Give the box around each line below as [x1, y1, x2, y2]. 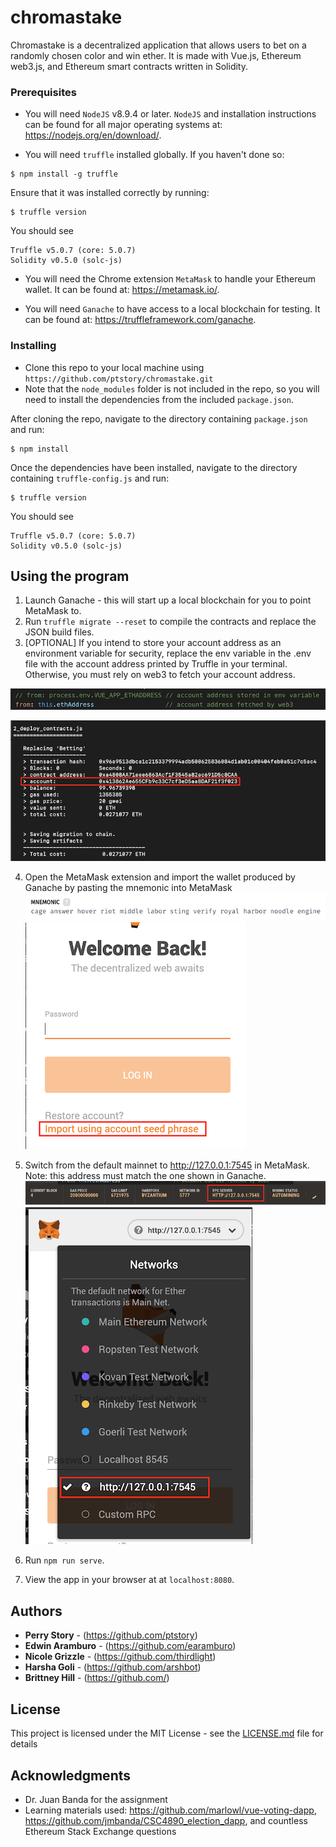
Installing [10, 339, 57, 353]
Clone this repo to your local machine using [24, 361, 205, 373]
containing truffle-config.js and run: [10, 472, 170, 484]
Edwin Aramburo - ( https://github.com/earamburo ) [24, 1640, 237, 1652]
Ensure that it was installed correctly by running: [10, 187, 210, 199]
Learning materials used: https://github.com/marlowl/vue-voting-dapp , [24, 1804, 317, 1816]
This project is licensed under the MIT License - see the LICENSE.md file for [10, 1727, 324, 1740]
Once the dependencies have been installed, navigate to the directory [10, 461, 298, 473]
